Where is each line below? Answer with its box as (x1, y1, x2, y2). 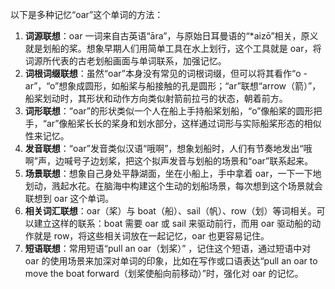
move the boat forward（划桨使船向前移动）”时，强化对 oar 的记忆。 (24, 268, 304, 279)
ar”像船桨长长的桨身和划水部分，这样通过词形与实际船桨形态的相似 (46, 118, 322, 129)
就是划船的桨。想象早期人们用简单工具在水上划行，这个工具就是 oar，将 (24, 43, 322, 54)
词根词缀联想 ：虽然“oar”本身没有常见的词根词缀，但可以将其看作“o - (24, 68, 308, 79)
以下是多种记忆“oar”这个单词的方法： (10, 9, 164, 20)
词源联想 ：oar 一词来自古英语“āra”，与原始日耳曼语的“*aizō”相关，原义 (24, 30, 319, 42)
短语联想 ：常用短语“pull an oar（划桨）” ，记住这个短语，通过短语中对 (24, 243, 312, 254)
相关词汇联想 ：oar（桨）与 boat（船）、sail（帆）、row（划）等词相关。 (24, 205, 317, 217)
